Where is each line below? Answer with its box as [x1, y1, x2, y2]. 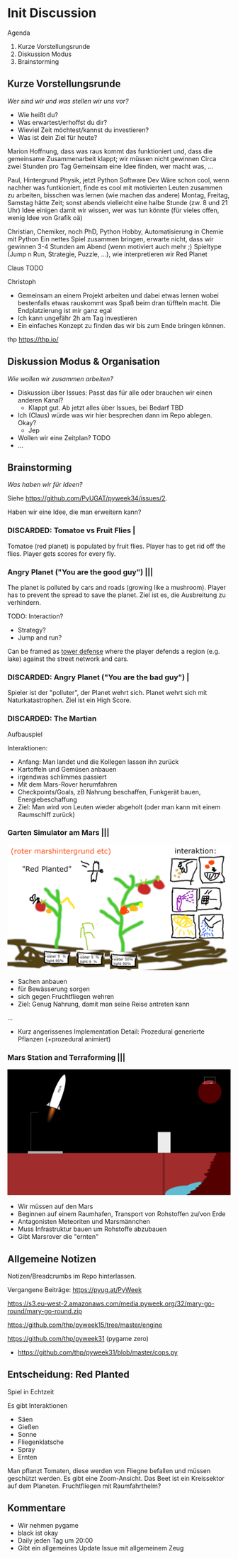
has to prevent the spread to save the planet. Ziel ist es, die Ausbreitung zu [7, 591, 226, 599]
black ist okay [17, 1528, 59, 1537]
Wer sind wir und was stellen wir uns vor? [7, 97, 129, 105]
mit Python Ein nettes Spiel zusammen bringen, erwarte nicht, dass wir [7, 234, 214, 243]
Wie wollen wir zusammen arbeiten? [7, 374, 113, 383]
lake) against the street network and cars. [7, 655, 129, 663]
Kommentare [7, 1502, 66, 1514]
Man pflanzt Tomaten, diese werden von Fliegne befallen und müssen [7, 1466, 211, 1475]
